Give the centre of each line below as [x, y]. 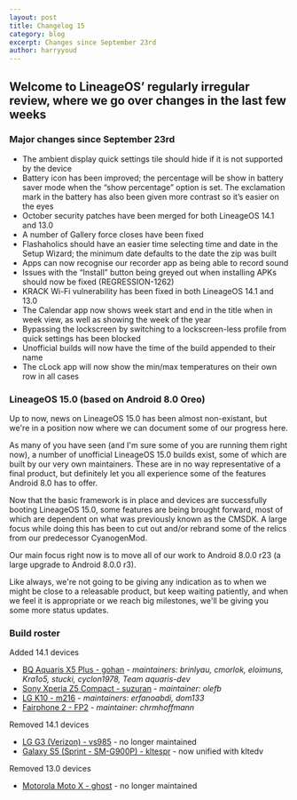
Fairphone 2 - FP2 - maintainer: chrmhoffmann [108, 708]
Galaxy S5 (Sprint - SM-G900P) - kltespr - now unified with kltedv [143, 751]
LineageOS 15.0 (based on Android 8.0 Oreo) [107, 399]
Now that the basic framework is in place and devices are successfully [138, 500]
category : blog [37, 34]
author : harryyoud [43, 51]
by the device [47, 168]
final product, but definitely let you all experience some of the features [138, 474]
